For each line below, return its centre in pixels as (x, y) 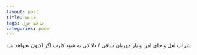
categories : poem (28, 28)
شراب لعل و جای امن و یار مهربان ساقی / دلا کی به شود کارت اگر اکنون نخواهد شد (98, 45)
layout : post (23, 12)
